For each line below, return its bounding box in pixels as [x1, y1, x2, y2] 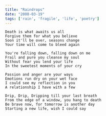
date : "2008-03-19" [5, 12, 45, 17]
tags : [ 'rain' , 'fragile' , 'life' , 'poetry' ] [5, 16, 99, 21]
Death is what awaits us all [5, 30, 64, 35]
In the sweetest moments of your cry [5, 64, 82, 69]
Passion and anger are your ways [5, 72, 73, 77]
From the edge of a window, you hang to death [5, 98, 102, 103]
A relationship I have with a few [5, 85, 76, 90]
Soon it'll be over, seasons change [5, 38, 80, 43]
